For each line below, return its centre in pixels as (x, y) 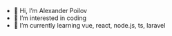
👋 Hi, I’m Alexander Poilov (50, 11)
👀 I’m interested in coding (50, 18)
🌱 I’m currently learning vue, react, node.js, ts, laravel (89, 25)
